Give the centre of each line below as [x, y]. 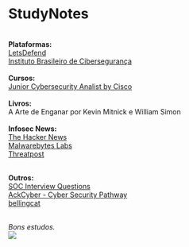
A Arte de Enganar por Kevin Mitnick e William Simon [94, 111]
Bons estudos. [32, 226]
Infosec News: [33, 129]
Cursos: [22, 78]
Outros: [21, 178]
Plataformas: [30, 44]
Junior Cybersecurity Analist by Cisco [70, 86]
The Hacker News [38, 137]
